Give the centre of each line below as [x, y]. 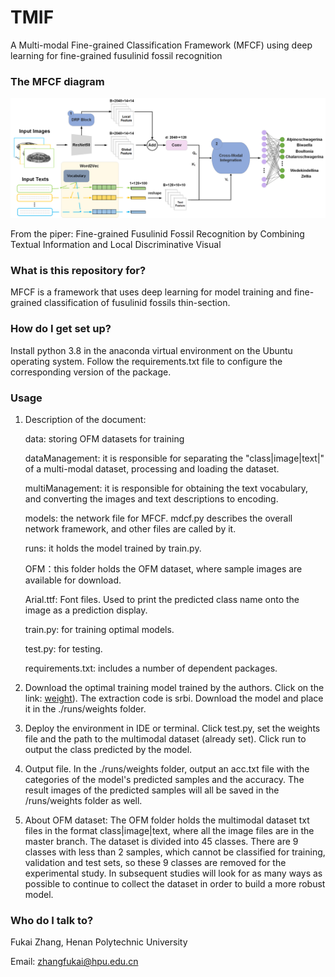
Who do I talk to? [52, 920]
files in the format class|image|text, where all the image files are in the [169, 831]
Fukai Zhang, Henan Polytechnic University [99, 942]
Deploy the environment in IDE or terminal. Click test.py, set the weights [172, 728]
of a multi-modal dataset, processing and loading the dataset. [152, 469]
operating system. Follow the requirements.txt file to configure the [146, 361]
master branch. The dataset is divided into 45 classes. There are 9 [161, 842]
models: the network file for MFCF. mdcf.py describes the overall [158, 518]
